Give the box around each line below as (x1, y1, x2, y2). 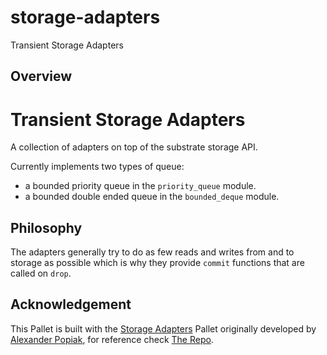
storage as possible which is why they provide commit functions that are (10, 257, 305, 269)
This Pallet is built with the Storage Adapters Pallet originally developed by (10, 322, 317, 335)
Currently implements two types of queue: (10, 161, 185, 173)
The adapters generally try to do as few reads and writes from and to (10, 246, 295, 258)
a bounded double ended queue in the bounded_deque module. (24, 191, 280, 203)
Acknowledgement (10, 296, 132, 313)
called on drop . (10, 267, 72, 280)
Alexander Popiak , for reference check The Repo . (10, 333, 214, 345)
